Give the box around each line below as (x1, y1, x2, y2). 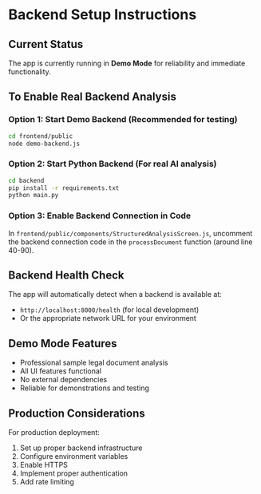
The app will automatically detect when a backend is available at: (8, 290, 222, 299)
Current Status (8, 38, 84, 51)
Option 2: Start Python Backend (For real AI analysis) (8, 158, 217, 169)
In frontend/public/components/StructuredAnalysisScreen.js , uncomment (8, 228, 253, 238)
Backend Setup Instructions (8, 6, 197, 24)
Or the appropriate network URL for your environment (19, 314, 197, 323)
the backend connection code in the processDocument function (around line (8, 237, 253, 247)
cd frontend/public (8, 132, 73, 140)
